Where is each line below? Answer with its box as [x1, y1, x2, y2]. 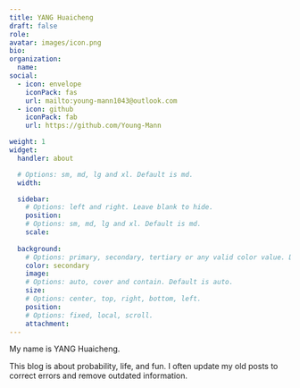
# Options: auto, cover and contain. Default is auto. [25, 278, 234, 287]
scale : [25, 228, 50, 237]
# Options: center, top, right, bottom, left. [25, 294, 202, 303]
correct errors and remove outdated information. [9, 370, 187, 381]
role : [9, 30, 29, 38]
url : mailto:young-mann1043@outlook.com [25, 96, 178, 105]
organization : [9, 55, 62, 63]
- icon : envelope [17, 80, 82, 89]
